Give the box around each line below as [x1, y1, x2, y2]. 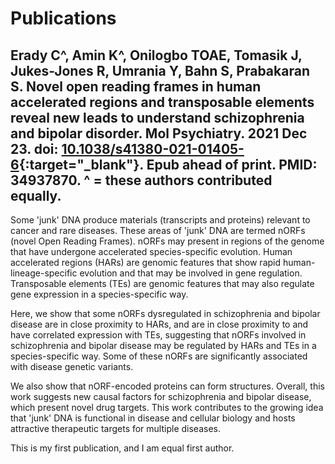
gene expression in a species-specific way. [10, 288, 189, 300]
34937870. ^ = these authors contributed [10, 172, 273, 189]
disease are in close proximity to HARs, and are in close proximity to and [10, 318, 309, 330]
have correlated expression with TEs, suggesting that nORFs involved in [10, 329, 307, 341]
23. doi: [10, 140, 59, 157]
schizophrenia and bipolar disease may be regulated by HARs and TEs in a [10, 340, 317, 351]
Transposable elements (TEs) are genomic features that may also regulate [10, 278, 315, 289]
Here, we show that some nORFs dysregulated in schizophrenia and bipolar [10, 308, 321, 319]
